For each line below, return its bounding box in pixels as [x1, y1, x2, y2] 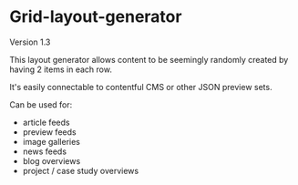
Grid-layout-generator [9, 6, 182, 27]
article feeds [22, 117, 70, 128]
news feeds [22, 146, 67, 157]
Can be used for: [9, 98, 73, 110]
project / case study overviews [22, 165, 139, 176]
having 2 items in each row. [9, 64, 112, 75]
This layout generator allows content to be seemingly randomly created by [9, 54, 289, 65]
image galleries [22, 136, 80, 147]
